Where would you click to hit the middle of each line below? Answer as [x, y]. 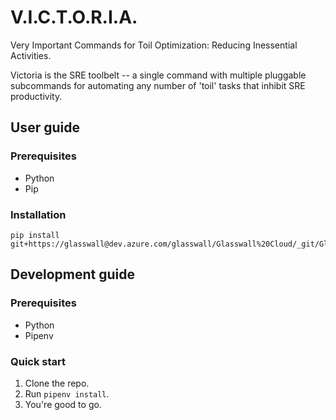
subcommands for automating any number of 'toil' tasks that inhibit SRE [158, 85]
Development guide [73, 274]
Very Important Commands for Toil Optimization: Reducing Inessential [154, 45]
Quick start [38, 361]
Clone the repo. [57, 383]
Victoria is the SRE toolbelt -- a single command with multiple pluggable [158, 75]
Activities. [31, 55]
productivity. [36, 96]
